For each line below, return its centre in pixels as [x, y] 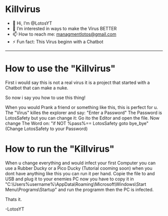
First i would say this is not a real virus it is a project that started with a [77, 82]
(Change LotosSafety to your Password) [46, 129]
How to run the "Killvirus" [60, 149]
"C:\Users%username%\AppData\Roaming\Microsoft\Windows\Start [76, 184]
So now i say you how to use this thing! [45, 97]
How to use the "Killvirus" [60, 69]
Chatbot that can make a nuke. [37, 88]
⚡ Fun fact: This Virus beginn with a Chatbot [58, 42]
